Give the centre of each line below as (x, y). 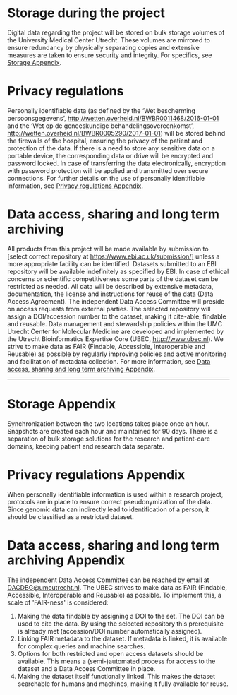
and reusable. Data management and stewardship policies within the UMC (115, 323)
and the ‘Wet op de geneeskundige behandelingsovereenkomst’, (101, 126)
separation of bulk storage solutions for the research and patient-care (109, 439)
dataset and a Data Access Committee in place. (86, 668)
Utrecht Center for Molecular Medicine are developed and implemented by (116, 331)
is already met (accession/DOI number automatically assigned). (110, 631)
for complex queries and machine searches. (81, 646)
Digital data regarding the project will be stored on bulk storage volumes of (116, 32)
